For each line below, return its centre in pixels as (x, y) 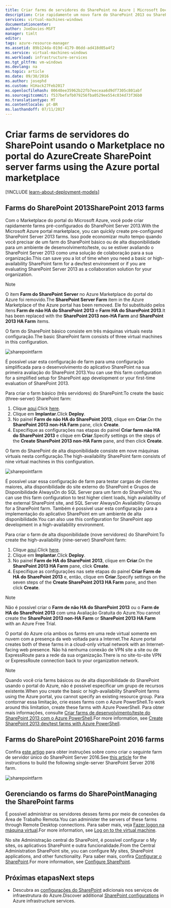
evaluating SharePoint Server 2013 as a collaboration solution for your (78, 269)
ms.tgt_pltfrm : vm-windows (34, 62)
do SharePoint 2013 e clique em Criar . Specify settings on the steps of (87, 435)
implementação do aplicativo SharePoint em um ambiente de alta (73, 514)
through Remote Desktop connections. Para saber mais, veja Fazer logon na (85, 825)
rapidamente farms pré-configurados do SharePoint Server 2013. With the (82, 226)
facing (12, 649)
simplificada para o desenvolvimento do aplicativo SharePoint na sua (78, 367)
